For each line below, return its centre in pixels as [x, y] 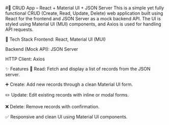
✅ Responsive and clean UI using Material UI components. [66, 117]
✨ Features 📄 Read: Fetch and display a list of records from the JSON [78, 69]
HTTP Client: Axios [25, 59]
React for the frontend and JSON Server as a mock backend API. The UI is [83, 19]
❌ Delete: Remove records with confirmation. [52, 106]
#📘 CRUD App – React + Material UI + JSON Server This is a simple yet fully [85, 8]
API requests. [19, 29]
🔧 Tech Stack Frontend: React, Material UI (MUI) [55, 39]
